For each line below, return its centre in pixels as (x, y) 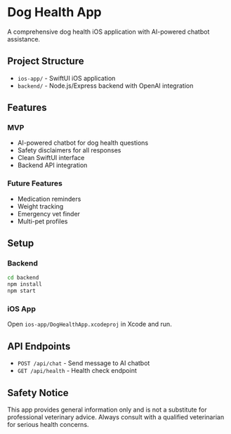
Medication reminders (49, 199)
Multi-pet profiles (42, 221)
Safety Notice (38, 393)
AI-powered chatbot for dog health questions (83, 143)
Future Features (35, 183)
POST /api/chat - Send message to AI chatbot (84, 363)
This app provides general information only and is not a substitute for (107, 409)
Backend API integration (52, 165)
